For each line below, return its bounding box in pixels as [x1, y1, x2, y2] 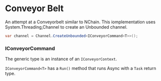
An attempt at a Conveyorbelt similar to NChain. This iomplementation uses [5, 19, 156, 25]
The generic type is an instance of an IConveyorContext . [5, 56, 117, 62]
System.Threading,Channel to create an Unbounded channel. [5, 24, 128, 30]
